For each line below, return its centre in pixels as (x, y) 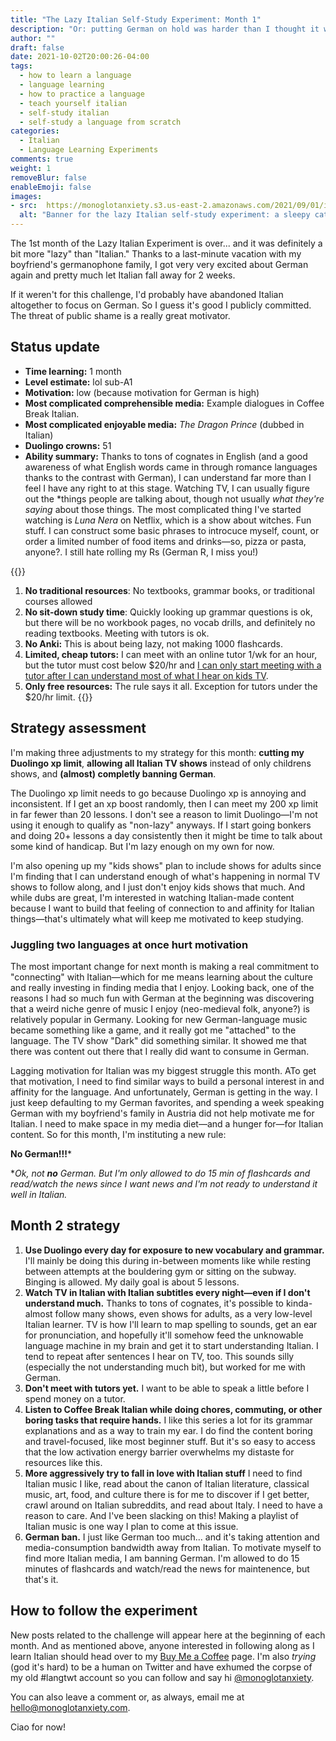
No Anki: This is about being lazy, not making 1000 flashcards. (154, 643)
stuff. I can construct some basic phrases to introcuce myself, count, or (172, 530)
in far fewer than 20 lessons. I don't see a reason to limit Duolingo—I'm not (164, 814)
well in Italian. (39, 1194)
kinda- (299, 1303)
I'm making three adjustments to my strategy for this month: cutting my (157, 752)
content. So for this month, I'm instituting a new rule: (118, 1134)
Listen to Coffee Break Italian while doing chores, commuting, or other (173, 1409)
